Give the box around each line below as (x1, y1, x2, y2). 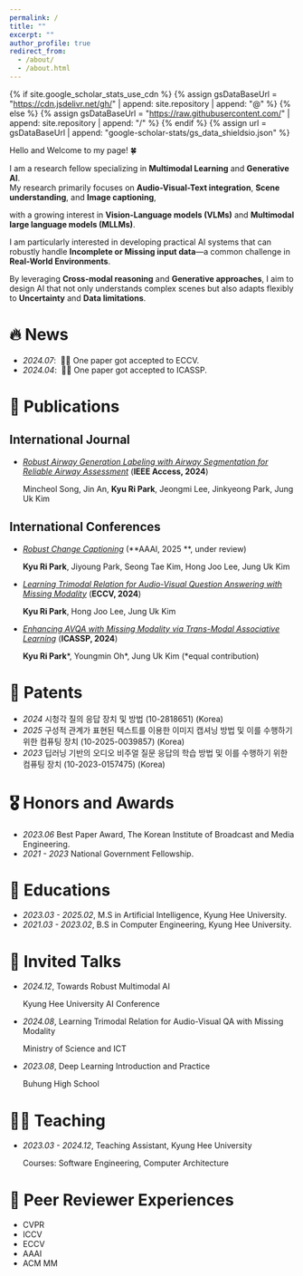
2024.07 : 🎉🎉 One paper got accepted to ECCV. (22, 354, 200, 365)
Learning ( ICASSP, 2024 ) (22, 633, 118, 643)
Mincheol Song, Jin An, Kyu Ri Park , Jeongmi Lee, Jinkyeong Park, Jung (22, 483, 294, 494)
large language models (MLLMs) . (9, 218, 136, 229)
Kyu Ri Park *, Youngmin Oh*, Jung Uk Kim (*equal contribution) (22, 650, 260, 662)
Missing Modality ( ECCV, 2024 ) (22, 588, 142, 599)
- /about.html (17, 64, 71, 73)
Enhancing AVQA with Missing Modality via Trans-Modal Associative (22, 623, 280, 634)
